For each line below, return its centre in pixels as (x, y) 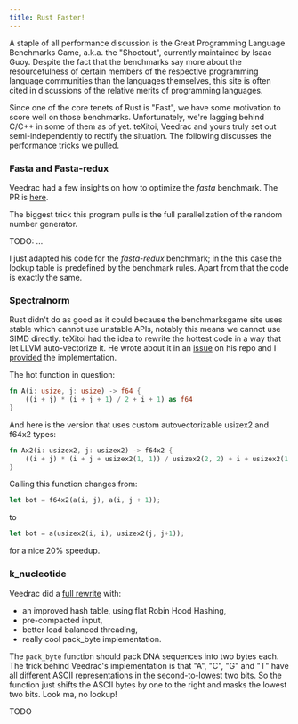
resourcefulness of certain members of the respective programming (134, 71)
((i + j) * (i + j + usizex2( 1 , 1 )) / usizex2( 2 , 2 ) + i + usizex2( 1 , (159, 459)
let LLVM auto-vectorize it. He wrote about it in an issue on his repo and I (143, 348)
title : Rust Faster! (48, 17)
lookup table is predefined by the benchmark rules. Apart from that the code (149, 267)
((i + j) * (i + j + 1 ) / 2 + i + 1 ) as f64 (109, 400)
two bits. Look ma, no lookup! (63, 694)
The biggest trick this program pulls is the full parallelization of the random (146, 214)
